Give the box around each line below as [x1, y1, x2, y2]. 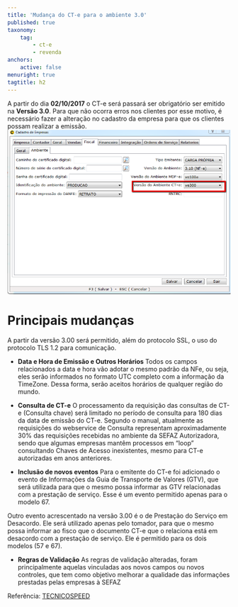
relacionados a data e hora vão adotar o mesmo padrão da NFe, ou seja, [17, 364, 229, 373]
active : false [20, 64, 62, 71]
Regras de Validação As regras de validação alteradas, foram [17, 555, 198, 564]
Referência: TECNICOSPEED [7, 591, 91, 600]
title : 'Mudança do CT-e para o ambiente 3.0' [7, 11, 147, 18]
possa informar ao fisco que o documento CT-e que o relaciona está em [7, 526, 218, 535]
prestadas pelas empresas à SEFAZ [17, 578, 121, 586]
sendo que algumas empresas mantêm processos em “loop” [17, 438, 194, 447]
